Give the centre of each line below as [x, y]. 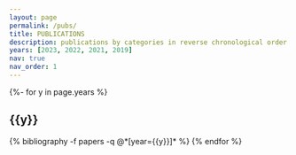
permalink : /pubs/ [43, 26]
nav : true [27, 58]
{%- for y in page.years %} [58, 92]
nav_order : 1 [33, 67]
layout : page [33, 17]
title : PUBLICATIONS [47, 34]
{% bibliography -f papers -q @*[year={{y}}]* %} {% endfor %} [126, 141]
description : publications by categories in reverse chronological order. [150, 42]
